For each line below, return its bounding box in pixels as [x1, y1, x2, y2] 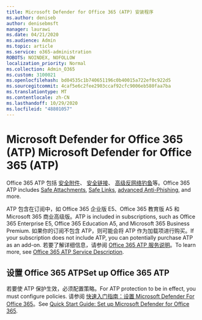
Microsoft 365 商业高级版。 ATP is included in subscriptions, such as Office [6, 213, 196, 221]
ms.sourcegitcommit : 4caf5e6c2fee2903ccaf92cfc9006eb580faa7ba [6, 83, 171, 90]
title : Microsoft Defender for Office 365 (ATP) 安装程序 [6, 9, 154, 15]
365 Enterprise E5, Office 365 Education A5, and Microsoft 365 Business [6, 220, 190, 227]
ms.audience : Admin [6, 37, 56, 44]
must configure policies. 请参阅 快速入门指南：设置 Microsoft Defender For [6, 292, 195, 300]
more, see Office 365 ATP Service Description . [6, 248, 124, 256]
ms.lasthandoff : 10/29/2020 [6, 100, 78, 106]
